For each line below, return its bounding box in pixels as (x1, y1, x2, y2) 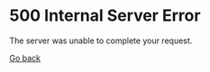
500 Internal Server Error (9, 5, 201, 26)
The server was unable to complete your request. (9, 35, 193, 46)
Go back (9, 52, 41, 63)
